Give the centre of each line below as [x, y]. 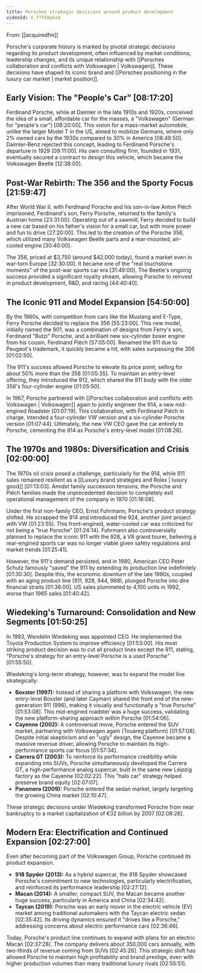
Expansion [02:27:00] [48, 842]
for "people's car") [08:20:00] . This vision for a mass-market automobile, [97, 125]
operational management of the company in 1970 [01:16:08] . [81, 499]
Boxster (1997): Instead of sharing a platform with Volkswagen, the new [104, 692]
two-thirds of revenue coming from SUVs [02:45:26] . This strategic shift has [101, 951]
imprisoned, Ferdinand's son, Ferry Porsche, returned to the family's [91, 213]
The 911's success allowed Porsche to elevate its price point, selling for [94, 367]
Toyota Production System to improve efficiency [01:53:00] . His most [92, 643]
